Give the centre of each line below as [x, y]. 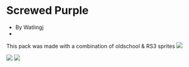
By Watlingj [29, 27]
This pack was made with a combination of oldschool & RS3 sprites [91, 46]
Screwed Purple [48, 11]
